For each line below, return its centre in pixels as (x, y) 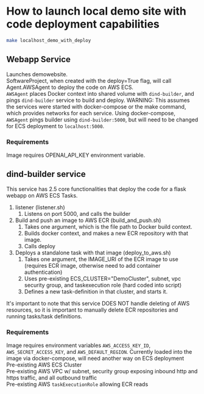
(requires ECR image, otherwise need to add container (92, 265)
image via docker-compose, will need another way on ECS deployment (95, 359)
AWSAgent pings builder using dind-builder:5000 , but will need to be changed (102, 120)
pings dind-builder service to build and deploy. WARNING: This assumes (98, 100)
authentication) (43, 272)
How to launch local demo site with (97, 11)
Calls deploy (40, 246)
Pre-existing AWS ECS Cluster (44, 365)
